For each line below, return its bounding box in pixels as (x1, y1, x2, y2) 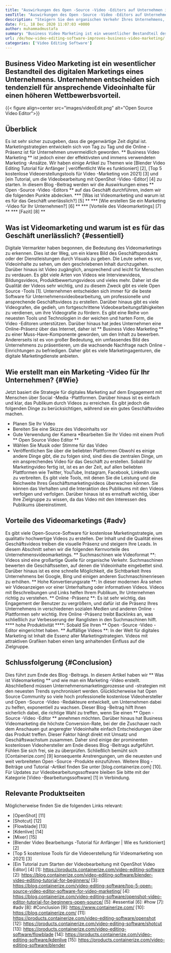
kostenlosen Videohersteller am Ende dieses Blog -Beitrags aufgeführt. (5, 742, 154, 748)
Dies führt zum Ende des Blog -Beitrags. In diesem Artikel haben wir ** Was (5, 672, 164, 678)
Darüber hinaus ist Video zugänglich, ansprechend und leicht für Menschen (5, 267, 164, 273)
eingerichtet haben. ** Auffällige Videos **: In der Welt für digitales (18, 627, 159, 633)
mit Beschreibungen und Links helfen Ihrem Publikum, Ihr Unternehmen (5, 589, 155, 595)
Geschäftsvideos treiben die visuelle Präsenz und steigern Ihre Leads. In (5, 540, 157, 547)
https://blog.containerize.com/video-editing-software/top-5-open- (12, 883, 153, 889)
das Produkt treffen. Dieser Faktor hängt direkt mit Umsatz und (5, 731, 137, 737)
